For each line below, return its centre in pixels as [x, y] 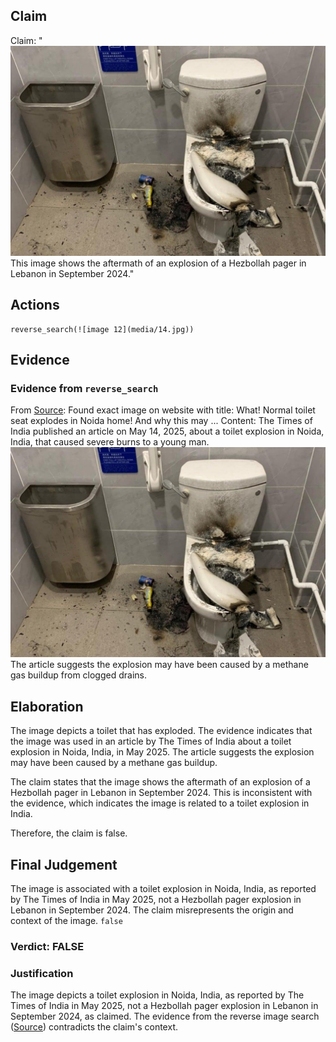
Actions [35, 305]
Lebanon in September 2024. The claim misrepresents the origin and [152, 910]
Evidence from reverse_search [84, 388]
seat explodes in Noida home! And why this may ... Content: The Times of [161, 421]
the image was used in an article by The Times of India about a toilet [151, 741]
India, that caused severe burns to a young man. [110, 442]
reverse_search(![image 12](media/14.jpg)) [102, 329]
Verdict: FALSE [47, 946]
